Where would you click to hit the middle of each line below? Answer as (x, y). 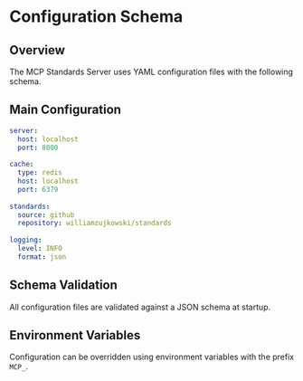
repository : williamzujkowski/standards (95, 224)
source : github (46, 214)
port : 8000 (38, 148)
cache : (22, 165)
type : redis (40, 173)
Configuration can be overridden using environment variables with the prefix (152, 357)
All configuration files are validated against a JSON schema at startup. (140, 307)
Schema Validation (63, 286)
